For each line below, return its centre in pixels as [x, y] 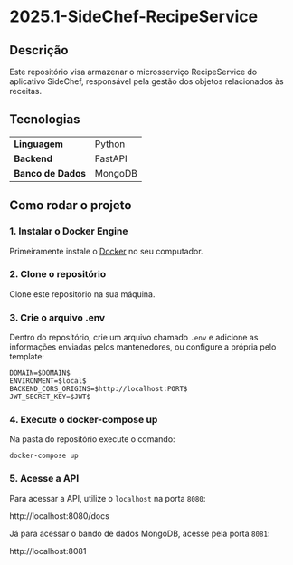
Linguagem [38, 144]
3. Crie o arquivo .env [57, 317]
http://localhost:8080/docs [60, 516]
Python [110, 144]
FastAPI [111, 158]
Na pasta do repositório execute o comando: [92, 439]
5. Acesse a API [44, 479]
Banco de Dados [50, 173]
